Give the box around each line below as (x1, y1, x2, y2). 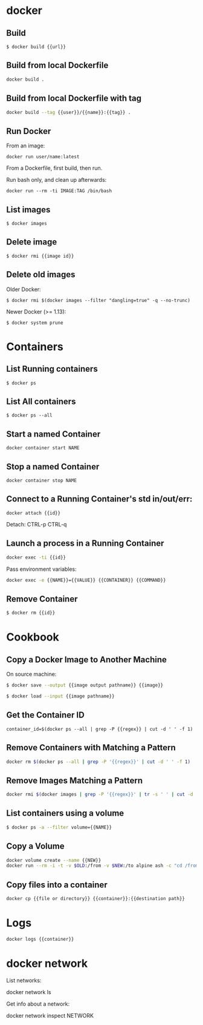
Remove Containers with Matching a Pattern (6, 742, 176, 753)
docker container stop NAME (6, 477, 77, 484)
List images (6, 204, 51, 215)
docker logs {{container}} (6, 936, 74, 942)
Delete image (6, 237, 57, 247)
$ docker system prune (6, 320, 63, 326)
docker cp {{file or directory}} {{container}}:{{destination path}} (6, 896, 185, 902)
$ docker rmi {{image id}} (6, 253, 74, 259)
